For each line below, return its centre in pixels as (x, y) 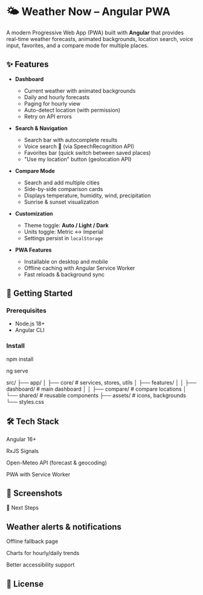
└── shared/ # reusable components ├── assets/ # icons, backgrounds (96, 395)
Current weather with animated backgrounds (80, 91)
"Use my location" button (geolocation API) (78, 159)
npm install (20, 359)
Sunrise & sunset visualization (61, 202)
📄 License (25, 584)
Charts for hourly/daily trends (43, 553)
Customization (34, 213)
